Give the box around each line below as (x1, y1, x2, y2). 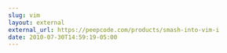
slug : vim (8, 11, 41, 19)
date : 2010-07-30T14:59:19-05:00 (8, 33, 118, 41)
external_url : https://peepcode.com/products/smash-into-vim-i (8, 26, 220, 34)
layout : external (8, 19, 65, 26)
